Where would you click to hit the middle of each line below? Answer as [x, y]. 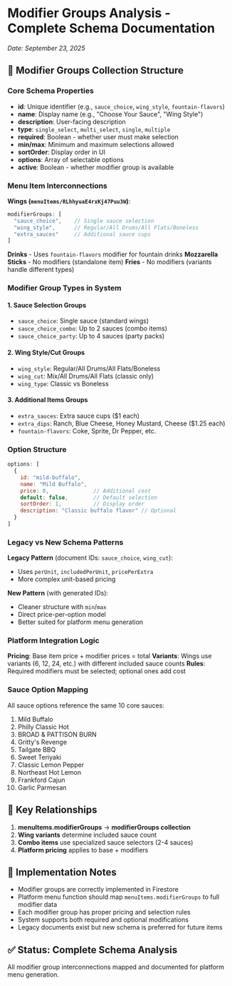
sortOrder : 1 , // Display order [82, 504]
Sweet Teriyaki [39, 757]
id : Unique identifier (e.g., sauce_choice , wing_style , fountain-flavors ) [121, 106]
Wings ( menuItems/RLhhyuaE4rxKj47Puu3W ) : [69, 201]
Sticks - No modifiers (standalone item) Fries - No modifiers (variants [110, 262]
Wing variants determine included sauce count [87, 835]
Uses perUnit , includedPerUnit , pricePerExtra [85, 572]
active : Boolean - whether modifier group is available [96, 167]
